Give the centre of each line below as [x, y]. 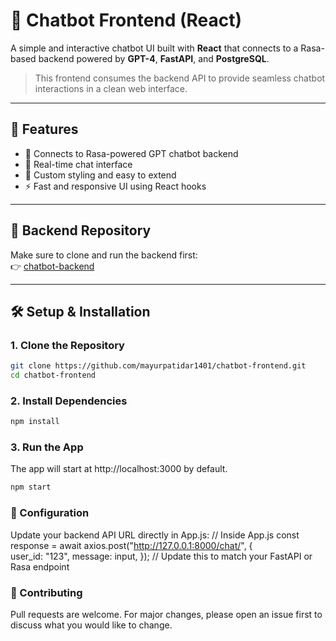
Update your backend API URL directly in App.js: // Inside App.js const [155, 535]
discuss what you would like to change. [91, 625]
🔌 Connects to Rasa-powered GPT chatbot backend [131, 153]
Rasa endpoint [40, 566]
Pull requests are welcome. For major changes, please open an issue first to [166, 614]
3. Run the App [47, 447]
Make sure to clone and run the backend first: [104, 255]
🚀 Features [44, 129]
